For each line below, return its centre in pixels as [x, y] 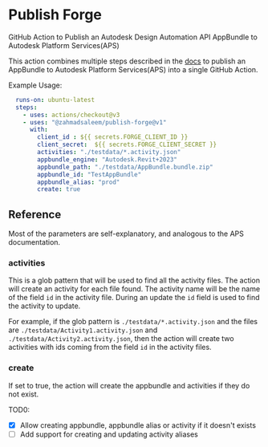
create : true [59, 189]
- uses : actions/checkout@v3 [71, 115]
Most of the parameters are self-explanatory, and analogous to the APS [126, 234]
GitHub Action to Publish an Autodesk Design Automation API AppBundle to [133, 37]
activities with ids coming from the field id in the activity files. [110, 347]
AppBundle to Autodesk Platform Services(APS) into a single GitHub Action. [133, 69]
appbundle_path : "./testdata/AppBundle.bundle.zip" [126, 167]
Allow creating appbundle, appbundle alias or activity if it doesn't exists [138, 425]
